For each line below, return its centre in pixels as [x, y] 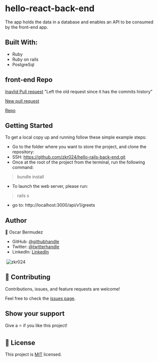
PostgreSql [23, 64]
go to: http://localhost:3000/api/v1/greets [53, 205]
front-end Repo [29, 80]
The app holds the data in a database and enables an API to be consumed [79, 22]
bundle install [30, 177]
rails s [23, 196]
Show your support [35, 314]
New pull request [22, 101]
